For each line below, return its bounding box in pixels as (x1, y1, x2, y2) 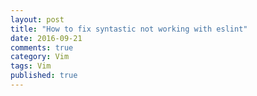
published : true (10, 71, 78, 81)
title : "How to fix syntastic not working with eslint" (10, 24, 248, 34)
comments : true (10, 42, 74, 53)
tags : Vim (10, 61, 52, 71)
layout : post (10, 14, 65, 25)
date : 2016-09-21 (10, 33, 83, 43)
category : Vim (10, 52, 70, 62)
